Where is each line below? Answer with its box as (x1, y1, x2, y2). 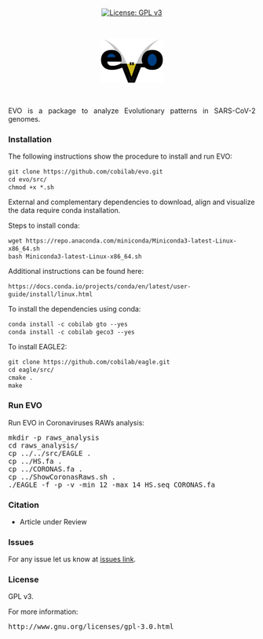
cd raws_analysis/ (8, 440, 79, 450)
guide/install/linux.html (8, 290, 93, 298)
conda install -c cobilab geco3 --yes (8, 328, 135, 337)
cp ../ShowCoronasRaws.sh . (8, 472, 116, 481)
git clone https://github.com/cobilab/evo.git (8, 168, 163, 176)
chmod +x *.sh (8, 184, 55, 192)
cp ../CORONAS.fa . (8, 464, 83, 473)
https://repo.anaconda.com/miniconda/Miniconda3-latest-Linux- (25, 237, 237, 245)
